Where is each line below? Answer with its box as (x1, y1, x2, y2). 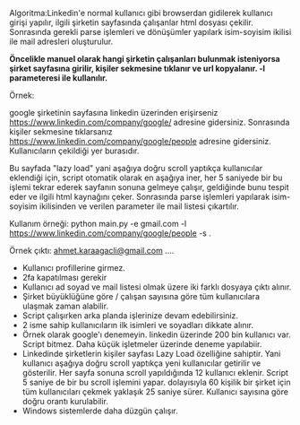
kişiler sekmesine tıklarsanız (9, 126, 114, 137)
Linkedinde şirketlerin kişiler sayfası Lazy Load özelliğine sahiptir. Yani (21, 349, 281, 359)
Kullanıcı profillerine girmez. (21, 263, 125, 273)
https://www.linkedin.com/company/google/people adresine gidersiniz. (9, 136, 271, 146)
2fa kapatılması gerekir (21, 273, 107, 282)
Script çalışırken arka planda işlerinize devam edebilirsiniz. (21, 310, 239, 321)
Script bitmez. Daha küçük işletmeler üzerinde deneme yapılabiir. (21, 339, 262, 349)
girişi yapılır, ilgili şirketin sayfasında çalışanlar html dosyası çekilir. (9, 17, 253, 28)
